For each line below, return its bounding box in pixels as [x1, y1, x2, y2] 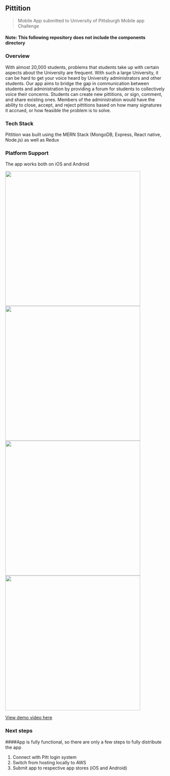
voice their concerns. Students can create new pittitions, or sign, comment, [5, 91, 162, 97]
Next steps [5, 727, 33, 734]
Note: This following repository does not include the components [5, 35, 146, 41]
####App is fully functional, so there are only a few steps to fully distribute [5, 738, 162, 745]
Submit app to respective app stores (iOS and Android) [12, 765, 127, 771]
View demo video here [5, 715, 52, 721]
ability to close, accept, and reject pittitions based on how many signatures [5, 102, 162, 108]
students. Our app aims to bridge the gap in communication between [5, 80, 149, 86]
